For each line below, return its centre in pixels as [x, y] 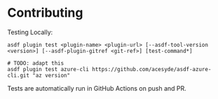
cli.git [19, 75]
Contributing [45, 13]
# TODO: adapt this [36, 63]
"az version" [52, 75]
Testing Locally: [30, 32]
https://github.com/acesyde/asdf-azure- [152, 69]
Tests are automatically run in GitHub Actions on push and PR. [97, 88]
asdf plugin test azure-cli [48, 69]
